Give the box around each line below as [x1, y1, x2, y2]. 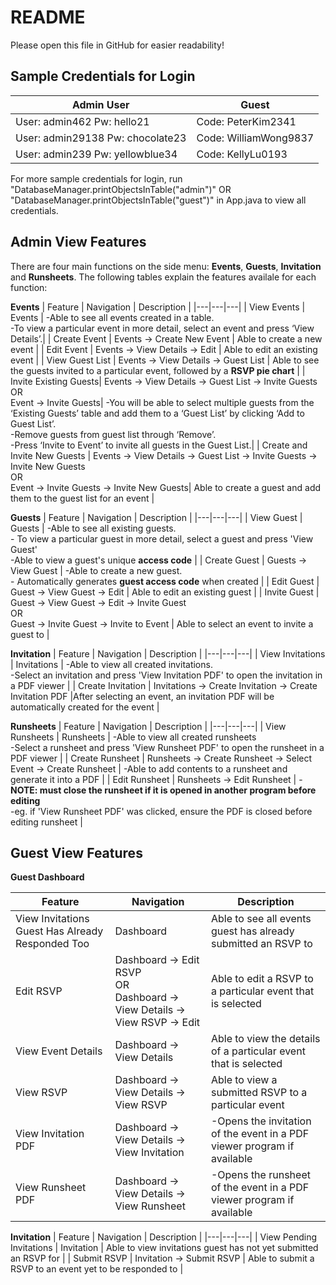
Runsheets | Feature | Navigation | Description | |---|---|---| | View [10, 720, 287, 732]
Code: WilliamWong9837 [196, 131, 315, 145]
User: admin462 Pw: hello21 [15, 114, 150, 128]
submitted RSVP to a [210, 1086, 308, 1100]
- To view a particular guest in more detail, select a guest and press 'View [10, 532, 314, 545]
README [10, 6, 86, 29]
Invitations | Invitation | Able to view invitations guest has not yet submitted [10, 1242, 319, 1254]
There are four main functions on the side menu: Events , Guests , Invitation [10, 260, 322, 272]
